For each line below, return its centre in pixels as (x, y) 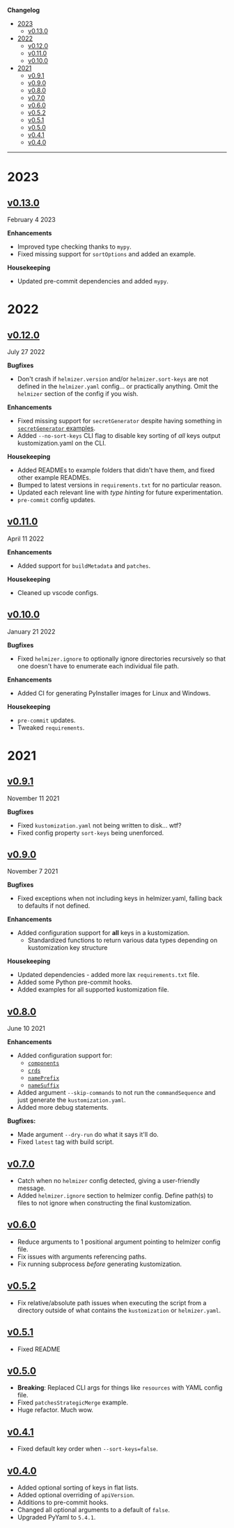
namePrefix (44, 1078)
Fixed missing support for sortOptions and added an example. (107, 254)
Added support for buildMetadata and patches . (84, 566)
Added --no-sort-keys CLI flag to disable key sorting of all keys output (119, 435)
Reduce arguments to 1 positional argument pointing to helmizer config (119, 1242)
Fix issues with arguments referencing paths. (82, 1256)
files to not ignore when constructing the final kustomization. (104, 1203)
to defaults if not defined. (54, 906)
